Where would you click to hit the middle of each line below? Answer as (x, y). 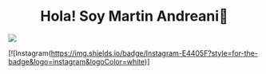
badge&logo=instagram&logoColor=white (77, 61)
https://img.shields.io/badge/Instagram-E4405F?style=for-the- (154, 53)
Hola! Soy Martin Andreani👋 (134, 16)
